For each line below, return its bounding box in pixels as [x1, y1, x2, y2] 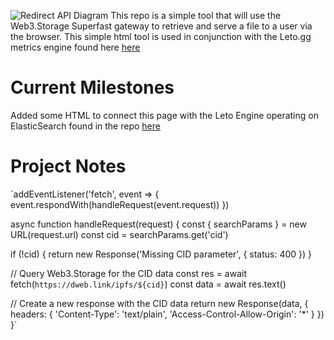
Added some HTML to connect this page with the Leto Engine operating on [10, 109, 319, 121]
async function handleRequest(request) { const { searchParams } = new [10, 218, 307, 230]
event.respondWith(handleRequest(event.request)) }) [10, 198, 230, 210]
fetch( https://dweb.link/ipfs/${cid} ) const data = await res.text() [10, 278, 287, 290]
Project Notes [10, 155, 127, 178]
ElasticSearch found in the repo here [10, 120, 161, 132]
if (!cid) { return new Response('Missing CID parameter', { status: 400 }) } [10, 248, 313, 260]
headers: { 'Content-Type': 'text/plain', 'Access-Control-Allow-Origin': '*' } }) [10, 308, 325, 320]
